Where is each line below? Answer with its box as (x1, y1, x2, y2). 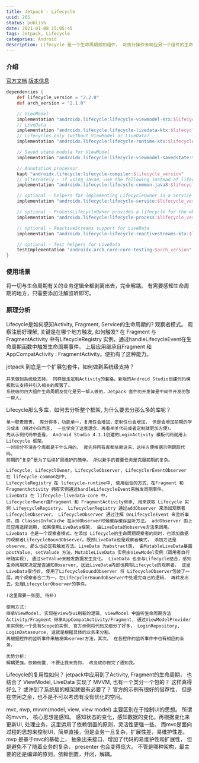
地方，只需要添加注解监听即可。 (16, 289, 95, 297)
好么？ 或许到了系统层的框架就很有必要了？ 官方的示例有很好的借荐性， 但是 (6, 686, 192, 693)
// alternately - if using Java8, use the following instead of (17, 176, 179, 182)
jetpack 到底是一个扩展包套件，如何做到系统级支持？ (6, 363, 135, 370)
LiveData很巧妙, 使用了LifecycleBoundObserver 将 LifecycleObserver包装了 (6, 568, 186, 574)
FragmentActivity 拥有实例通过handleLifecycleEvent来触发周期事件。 (6, 486, 166, 492)
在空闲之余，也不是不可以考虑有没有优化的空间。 (6, 693, 126, 700)
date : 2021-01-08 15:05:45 (6, 25, 73, 31)
